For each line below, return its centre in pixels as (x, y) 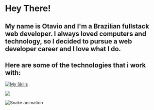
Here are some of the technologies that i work (76, 65)
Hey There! (28, 8)
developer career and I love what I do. (63, 49)
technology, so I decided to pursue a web (68, 41)
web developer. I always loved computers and (76, 34)
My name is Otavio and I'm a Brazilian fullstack (77, 26)
